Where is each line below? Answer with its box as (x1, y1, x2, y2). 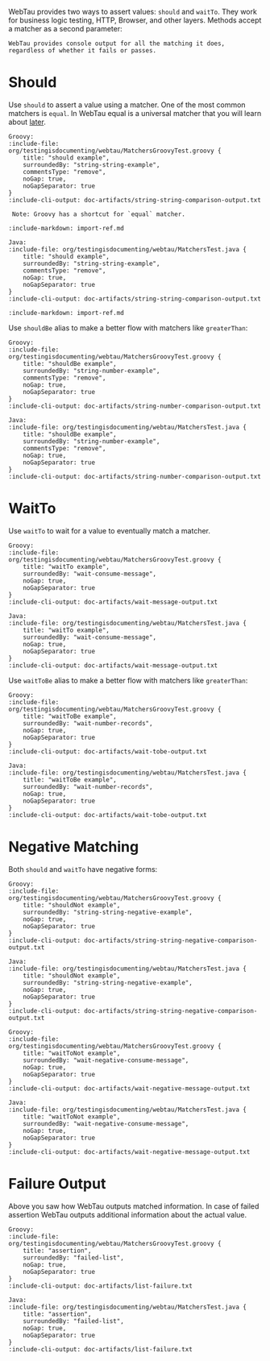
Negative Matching (8, 838, 139, 857)
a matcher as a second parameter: (8, 24, 123, 33)
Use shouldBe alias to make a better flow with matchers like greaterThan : (8, 322, 248, 333)
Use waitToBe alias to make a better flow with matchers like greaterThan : (8, 675, 248, 685)
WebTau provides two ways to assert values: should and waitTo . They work (8, 7, 258, 16)
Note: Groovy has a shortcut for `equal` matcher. (11, 210, 185, 218)
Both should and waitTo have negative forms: (8, 864, 158, 873)
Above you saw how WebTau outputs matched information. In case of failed (8, 1201, 260, 1211)
